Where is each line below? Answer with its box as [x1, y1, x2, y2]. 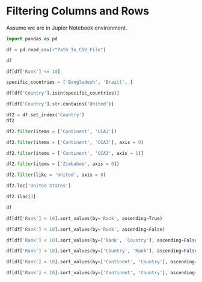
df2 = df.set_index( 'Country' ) [6, 112, 85, 118]
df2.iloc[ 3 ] [6, 194, 36, 200]
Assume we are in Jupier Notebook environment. [6, 24, 127, 31]
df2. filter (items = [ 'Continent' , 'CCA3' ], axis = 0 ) [6, 139, 144, 145]
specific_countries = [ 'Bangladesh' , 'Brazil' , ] [6, 80, 133, 86]
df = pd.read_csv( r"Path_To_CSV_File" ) [6, 46, 106, 52]
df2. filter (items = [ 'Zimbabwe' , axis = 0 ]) [6, 161, 120, 167]
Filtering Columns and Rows [6, 4, 150, 18]
